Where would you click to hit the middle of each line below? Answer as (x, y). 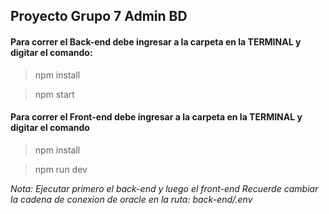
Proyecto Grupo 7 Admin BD (99, 16)
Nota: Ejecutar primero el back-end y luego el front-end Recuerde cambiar (164, 188)
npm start (54, 94)
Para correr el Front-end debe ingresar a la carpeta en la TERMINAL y (156, 117)
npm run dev (61, 169)
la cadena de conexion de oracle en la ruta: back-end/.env (131, 199)
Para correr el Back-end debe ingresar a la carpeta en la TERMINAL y (156, 41)
